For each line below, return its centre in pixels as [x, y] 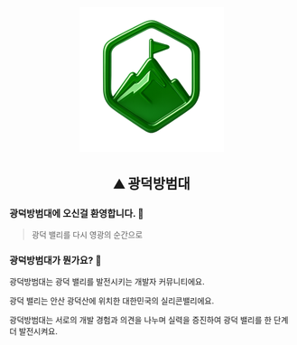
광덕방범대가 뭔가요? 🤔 [56, 260]
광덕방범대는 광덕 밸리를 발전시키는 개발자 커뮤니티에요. [107, 282]
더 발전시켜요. [34, 331]
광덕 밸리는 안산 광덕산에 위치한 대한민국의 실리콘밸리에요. [112, 301]
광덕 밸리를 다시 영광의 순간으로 [87, 234]
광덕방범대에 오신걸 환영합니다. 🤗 [77, 213]
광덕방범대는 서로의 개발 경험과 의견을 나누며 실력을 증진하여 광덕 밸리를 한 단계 [149, 320]
